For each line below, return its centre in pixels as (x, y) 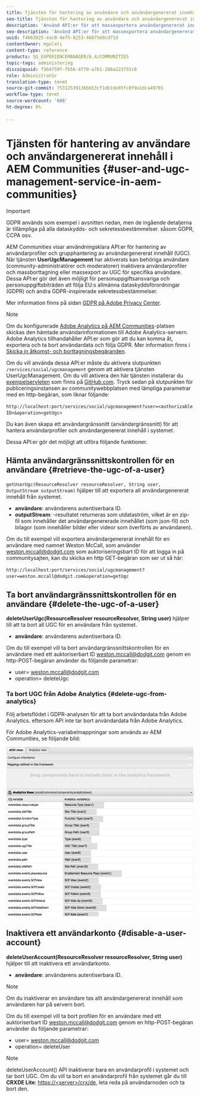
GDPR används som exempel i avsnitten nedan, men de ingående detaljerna (99, 222)
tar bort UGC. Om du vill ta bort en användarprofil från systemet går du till (96, 1076)
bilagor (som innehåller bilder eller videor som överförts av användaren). (104, 528)
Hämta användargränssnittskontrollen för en (90, 460)
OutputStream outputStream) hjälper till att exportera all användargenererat (98, 491)
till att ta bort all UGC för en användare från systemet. (72, 625)
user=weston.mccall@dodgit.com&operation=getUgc (68, 577)
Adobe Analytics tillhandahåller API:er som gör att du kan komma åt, (90, 338)
